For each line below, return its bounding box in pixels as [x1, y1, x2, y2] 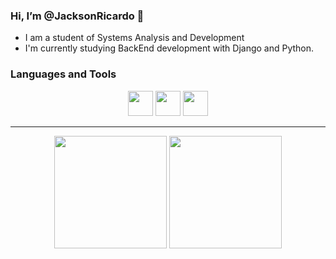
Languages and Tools [10, 67, 117, 81]
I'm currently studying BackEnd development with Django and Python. [24, 42, 315, 54]
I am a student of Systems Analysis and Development [24, 32, 245, 44]
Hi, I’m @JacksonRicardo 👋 [10, 9, 145, 23]
